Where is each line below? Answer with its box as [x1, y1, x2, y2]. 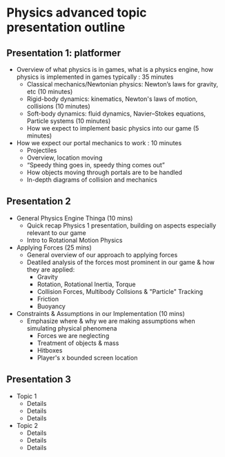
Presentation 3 [6, 373, 72, 385]
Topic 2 [16, 421, 39, 429]
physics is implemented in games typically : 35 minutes [16, 73, 174, 81]
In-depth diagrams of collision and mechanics [26, 176, 158, 184]
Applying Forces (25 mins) [16, 243, 92, 252]
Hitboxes [37, 346, 63, 354]
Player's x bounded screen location [37, 353, 138, 362]
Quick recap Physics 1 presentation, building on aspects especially [26, 221, 217, 230]
